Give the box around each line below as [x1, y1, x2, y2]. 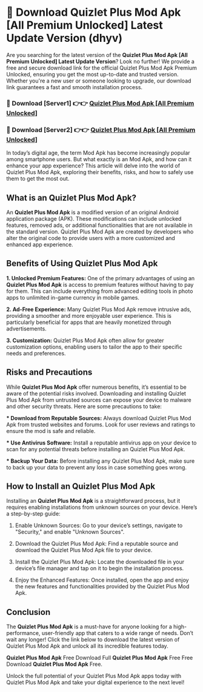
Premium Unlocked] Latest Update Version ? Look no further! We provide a [6, 58, 195, 65]
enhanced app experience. [6, 241, 74, 248]
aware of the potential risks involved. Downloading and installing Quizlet [6, 389, 187, 397]
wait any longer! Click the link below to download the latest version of [6, 636, 180, 643]
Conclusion [6, 606, 51, 617]
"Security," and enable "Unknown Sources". [15, 528, 125, 536]
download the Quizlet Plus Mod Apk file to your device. [15, 546, 153, 554]
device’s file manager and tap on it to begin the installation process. [15, 565, 184, 572]
